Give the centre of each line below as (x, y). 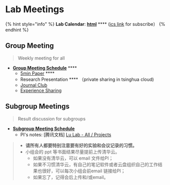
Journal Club (34, 85)
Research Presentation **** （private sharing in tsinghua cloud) (87, 79)
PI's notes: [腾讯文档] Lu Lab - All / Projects (66, 134)
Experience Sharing (41, 90)
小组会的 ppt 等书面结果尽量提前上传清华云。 (73, 151)
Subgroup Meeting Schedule (44, 129)
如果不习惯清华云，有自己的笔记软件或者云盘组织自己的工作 (95, 164)
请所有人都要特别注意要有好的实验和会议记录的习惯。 (81, 145)
